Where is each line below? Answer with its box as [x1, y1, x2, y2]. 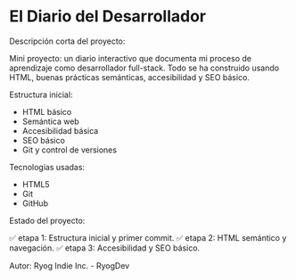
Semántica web [21, 116, 80, 127]
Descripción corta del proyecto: [9, 36, 126, 46]
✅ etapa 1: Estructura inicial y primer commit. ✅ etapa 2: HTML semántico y [9, 232, 287, 243]
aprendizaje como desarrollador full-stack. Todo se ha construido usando [9, 62, 279, 73]
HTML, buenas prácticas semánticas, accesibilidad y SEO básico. [9, 71, 250, 82]
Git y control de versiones [21, 144, 118, 155]
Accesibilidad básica [21, 125, 99, 136]
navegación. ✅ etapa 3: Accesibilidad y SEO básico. [9, 243, 201, 253]
